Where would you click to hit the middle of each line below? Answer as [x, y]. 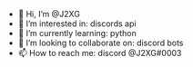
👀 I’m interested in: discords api [77, 24]
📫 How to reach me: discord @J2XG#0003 [100, 53]
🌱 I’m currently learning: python [77, 33]
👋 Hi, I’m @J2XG [49, 14]
